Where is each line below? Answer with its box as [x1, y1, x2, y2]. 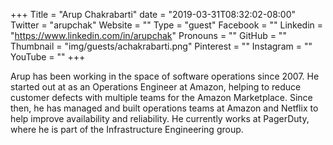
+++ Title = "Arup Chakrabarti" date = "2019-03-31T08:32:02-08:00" [10, 9, 297, 20]
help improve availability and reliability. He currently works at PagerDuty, [10, 113, 310, 124]
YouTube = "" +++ [10, 51, 86, 63]
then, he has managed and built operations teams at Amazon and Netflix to [10, 102, 319, 114]
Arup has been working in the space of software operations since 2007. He [10, 70, 320, 82]
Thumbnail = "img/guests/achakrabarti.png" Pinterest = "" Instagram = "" [10, 40, 313, 52]
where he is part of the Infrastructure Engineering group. [10, 124, 244, 135]
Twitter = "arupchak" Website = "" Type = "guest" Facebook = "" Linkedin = [10, 19, 324, 31]
